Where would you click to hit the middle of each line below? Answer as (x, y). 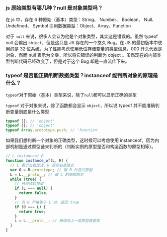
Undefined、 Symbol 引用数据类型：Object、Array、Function (68, 26)
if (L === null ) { (34, 188)
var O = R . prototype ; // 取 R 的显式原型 (51, 170)
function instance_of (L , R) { (37, 161)
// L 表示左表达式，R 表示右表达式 (42, 165)
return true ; (32, 212)
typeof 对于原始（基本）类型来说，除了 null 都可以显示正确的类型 (71, 95)
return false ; (34, 193)
